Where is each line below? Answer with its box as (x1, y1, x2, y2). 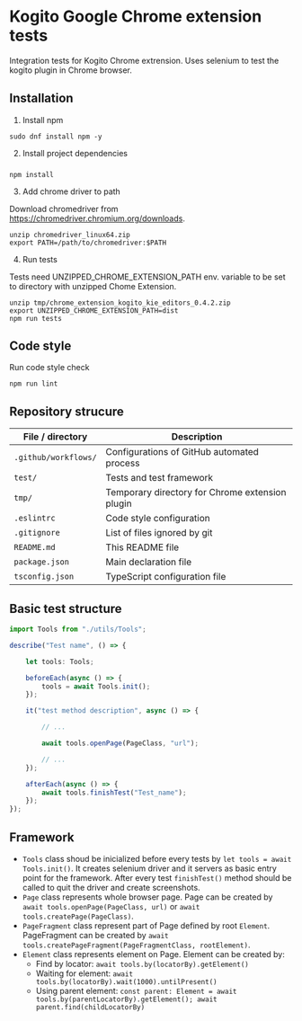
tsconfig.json (13, 572, 75, 582)
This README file (105, 541, 180, 554)
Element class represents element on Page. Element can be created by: (22, 949, 286, 960)
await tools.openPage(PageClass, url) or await (22, 901, 200, 912)
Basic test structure (9, 600, 123, 617)
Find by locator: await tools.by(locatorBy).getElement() (35, 959, 250, 970)
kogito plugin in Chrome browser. (9, 65, 133, 75)
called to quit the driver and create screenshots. (22, 883, 200, 893)
